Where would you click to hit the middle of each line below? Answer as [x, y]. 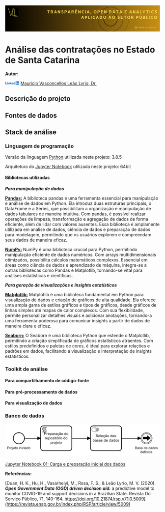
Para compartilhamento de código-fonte [47, 381]
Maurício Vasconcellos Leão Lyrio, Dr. [58, 84]
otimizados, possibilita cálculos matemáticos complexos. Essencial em [76, 260]
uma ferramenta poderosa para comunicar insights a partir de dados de [78, 320]
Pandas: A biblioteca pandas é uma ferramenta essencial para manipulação [82, 198]
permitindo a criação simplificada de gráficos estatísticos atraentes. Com [79, 341]
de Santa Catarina [42, 60]
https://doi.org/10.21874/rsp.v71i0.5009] [105, 499]
